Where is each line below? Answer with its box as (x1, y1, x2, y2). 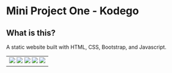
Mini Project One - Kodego (6, 4, 139, 18)
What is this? (6, 28, 56, 38)
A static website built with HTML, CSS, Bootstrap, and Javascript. (6, 43, 167, 50)
